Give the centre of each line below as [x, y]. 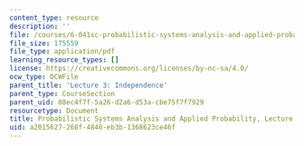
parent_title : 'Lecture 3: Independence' [89, 85]
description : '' [40, 26]
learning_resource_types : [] [64, 60]
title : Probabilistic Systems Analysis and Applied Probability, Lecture [152, 119]
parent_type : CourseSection [62, 93]
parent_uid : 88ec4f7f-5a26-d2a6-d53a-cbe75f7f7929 [107, 102]
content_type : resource [54, 18]
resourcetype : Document [54, 111]
